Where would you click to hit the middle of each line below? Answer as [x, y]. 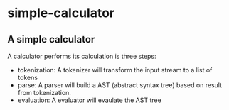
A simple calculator [51, 39]
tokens [27, 77]
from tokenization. [44, 93]
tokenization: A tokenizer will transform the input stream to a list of [115, 70]
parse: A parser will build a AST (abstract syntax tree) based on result [120, 85]
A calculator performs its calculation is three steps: [82, 56]
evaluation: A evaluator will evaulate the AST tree [89, 100]
